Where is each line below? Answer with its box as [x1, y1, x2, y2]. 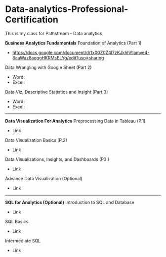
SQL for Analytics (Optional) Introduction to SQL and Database [5, 199, 134, 205]
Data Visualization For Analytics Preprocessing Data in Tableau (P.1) [5, 118, 146, 124]
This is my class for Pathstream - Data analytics [5, 30, 102, 36]
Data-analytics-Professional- [5, 3, 128, 15]
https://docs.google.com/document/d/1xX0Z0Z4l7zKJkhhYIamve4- [12, 50, 150, 55]
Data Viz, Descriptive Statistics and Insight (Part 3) [5, 89, 108, 95]
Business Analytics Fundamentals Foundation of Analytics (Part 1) [5, 40, 142, 46]
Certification [5, 14, 58, 25]
